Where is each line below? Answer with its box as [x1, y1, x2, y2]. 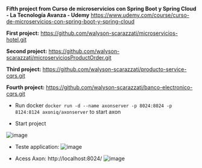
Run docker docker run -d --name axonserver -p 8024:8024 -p [14, 102, 172, 109]
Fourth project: [6, 84, 45, 91]
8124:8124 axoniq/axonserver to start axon [14, 108, 121, 115]
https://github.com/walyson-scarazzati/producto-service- [42, 66, 187, 73]
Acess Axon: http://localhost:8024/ [14, 155, 103, 162]
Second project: [6, 48, 48, 55]
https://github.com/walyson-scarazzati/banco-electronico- [46, 84, 193, 91]
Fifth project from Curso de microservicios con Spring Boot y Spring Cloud [6, 5, 197, 12]
